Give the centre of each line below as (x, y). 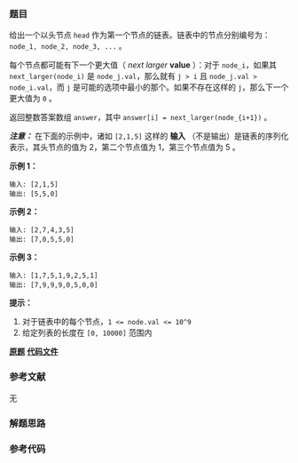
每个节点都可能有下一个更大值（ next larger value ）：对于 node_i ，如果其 (143, 65)
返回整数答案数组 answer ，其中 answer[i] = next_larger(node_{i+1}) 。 (141, 117)
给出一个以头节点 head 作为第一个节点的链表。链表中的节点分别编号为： (140, 35)
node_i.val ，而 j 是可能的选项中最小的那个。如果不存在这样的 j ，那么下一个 (149, 87)
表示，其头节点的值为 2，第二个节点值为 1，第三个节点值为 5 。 (125, 148)
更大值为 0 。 (33, 99)
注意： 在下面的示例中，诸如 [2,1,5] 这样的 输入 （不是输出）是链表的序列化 (149, 136)
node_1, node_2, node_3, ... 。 (68, 46)
